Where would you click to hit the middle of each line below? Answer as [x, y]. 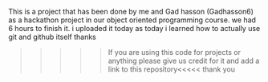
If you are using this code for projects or [174, 52]
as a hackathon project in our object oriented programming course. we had [132, 20]
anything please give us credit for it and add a [184, 61]
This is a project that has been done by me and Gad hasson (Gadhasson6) [131, 12]
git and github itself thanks [52, 37]
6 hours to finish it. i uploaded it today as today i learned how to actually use [134, 28]
